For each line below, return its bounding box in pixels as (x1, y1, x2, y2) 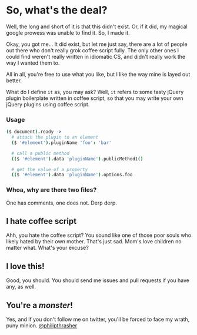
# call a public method (11, 150, 69, 156)
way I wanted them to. (6, 59, 60, 66)
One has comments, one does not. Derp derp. (6, 199, 118, 206)
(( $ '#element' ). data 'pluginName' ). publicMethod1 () (11, 156, 143, 162)
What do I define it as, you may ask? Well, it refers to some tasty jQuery (6, 88, 184, 95)
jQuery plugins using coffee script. (6, 101, 90, 108)
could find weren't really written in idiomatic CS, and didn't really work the (6, 53, 186, 60)
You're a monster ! (6, 300, 74, 310)
